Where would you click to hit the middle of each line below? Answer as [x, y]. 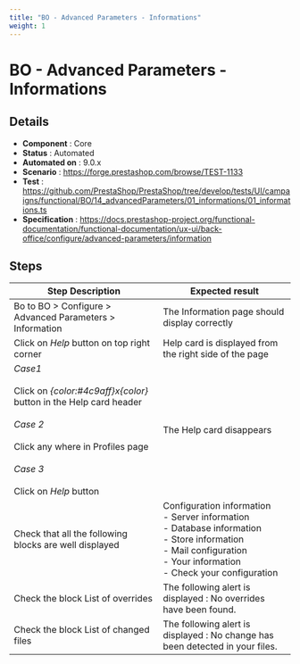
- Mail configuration [205, 551]
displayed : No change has [218, 635]
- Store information [204, 539]
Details [29, 122]
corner [28, 354]
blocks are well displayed [67, 545]
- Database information [212, 528]
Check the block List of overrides [83, 599]
